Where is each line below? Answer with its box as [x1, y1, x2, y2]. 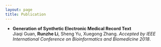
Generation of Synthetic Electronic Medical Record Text [12, 25, 132, 31]
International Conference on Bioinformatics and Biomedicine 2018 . [12, 36, 151, 42]
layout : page [5, 7, 33, 12]
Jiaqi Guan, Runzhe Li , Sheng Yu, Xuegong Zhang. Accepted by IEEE [12, 31, 156, 37]
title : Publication [5, 12, 46, 17]
